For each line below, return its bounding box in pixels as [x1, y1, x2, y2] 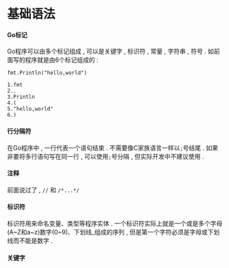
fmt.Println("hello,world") [7, 69, 88, 76]
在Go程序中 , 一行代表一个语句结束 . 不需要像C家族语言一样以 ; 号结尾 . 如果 [7, 144, 218, 152]
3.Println [7, 93, 36, 100]
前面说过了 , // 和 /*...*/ [7, 186, 80, 194]
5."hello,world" [7, 106, 53, 113]
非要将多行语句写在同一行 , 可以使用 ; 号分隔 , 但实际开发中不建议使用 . [7, 152, 204, 160]
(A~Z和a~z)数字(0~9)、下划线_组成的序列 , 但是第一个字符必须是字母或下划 [7, 228, 220, 236]
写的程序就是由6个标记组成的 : [12, 56, 99, 64]
